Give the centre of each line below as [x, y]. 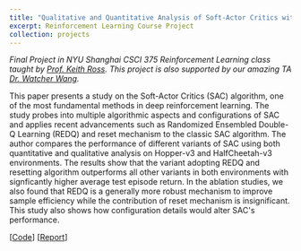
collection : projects [50, 34]
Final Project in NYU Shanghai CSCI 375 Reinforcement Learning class [140, 60]
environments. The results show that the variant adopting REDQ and [134, 163]
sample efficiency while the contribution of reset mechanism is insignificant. [150, 201]
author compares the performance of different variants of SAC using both [145, 143]
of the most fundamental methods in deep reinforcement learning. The [139, 106]
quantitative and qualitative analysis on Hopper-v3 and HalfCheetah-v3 [141, 153]
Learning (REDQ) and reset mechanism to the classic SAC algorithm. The [152, 134]
